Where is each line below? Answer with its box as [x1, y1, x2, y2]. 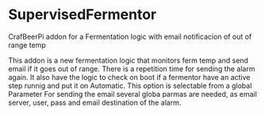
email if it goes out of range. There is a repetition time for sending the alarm [8, 63, 255, 73]
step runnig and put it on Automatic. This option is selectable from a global [8, 81, 252, 90]
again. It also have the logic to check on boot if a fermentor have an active [8, 72, 251, 82]
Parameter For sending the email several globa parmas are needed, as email [8, 89, 258, 98]
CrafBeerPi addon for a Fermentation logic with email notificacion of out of [8, 32, 252, 41]
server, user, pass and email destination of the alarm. [8, 98, 182, 107]
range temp [8, 40, 46, 49]
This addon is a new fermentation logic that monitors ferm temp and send [8, 56, 248, 65]
